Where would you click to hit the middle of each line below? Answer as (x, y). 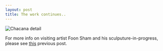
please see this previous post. (36, 43)
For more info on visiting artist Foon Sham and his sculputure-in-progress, (82, 38)
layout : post (19, 10)
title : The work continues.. (36, 14)
